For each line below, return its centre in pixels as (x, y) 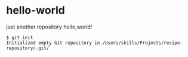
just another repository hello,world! (49, 27)
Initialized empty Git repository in (53, 43)
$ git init (20, 37)
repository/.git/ (28, 48)
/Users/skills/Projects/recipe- (143, 43)
